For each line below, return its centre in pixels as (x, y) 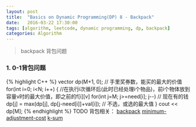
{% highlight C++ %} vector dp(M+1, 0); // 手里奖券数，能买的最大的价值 (94, 82)
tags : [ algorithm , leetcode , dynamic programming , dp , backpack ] (88, 28)
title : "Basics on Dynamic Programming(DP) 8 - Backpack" (80, 17)
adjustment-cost (26, 118)
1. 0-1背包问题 (26, 68)
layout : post (22, 12)
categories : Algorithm (34, 34)
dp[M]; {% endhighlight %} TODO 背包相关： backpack (73, 111)
